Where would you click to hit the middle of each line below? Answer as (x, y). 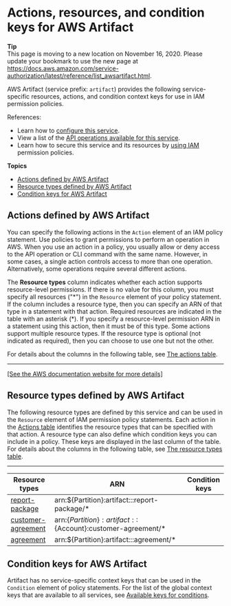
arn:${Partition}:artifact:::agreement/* (115, 539)
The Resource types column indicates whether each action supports (105, 282)
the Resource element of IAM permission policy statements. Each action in (111, 419)
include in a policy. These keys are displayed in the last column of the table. (114, 441)
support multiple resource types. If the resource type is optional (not (104, 333)
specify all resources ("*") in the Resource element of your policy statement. (114, 296)
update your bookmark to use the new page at (73, 61)
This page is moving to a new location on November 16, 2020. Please (105, 54)
